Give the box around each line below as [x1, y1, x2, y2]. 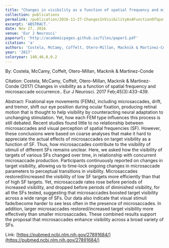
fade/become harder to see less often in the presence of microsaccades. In [5, 201, 162, 207]
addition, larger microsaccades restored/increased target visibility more [5, 206, 153, 212]
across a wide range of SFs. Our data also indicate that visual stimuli [5, 195, 147, 201]
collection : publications [5, 12, 59, 17]
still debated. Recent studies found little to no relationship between [5, 120, 144, 126]
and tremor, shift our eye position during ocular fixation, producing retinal [5, 104, 157, 110]
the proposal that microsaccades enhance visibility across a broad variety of [5, 217, 164, 223]
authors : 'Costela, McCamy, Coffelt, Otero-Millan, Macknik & [5, 45, 138, 50]
